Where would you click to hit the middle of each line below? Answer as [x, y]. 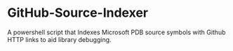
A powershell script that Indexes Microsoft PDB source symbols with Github [116, 32]
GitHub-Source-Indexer [78, 13]
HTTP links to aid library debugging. [59, 39]
